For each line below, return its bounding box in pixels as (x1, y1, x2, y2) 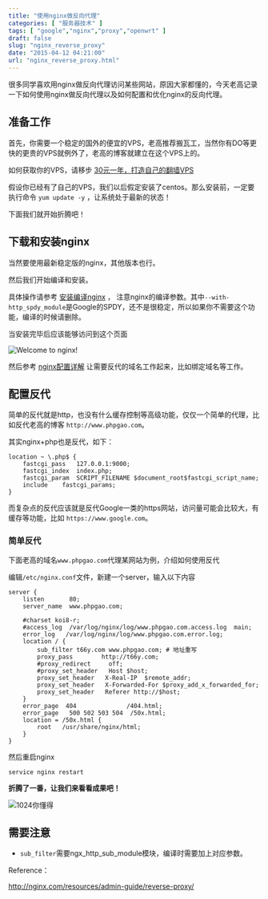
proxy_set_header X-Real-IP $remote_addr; (37, 674, 192, 682)
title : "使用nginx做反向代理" (8, 11, 101, 20)
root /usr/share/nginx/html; (37, 723, 142, 731)
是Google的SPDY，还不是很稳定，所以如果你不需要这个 (65, 302, 248, 311)
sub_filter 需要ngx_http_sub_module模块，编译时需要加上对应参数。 (19, 848, 248, 858)
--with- (204, 294, 230, 302)
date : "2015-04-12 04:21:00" (8, 49, 106, 57)
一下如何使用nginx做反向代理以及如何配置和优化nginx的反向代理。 (8, 89, 227, 99)
